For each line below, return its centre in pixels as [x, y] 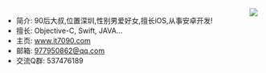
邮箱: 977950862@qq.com [60, 51]
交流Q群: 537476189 [50, 61]
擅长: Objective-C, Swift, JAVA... [69, 30]
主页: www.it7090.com [53, 41]
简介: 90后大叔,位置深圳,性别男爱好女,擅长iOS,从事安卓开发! [114, 20]
